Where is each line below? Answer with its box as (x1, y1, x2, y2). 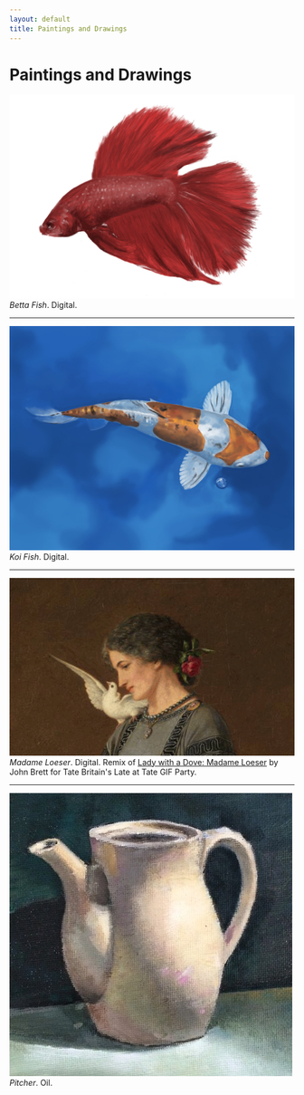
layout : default (9, 14, 71, 24)
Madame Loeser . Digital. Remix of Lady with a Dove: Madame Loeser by (9, 756, 279, 767)
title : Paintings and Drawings (9, 24, 128, 34)
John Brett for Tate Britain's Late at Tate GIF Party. (9, 766, 197, 777)
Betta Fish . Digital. (9, 300, 78, 311)
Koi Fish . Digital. (9, 552, 70, 562)
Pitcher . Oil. (9, 1077, 52, 1088)
